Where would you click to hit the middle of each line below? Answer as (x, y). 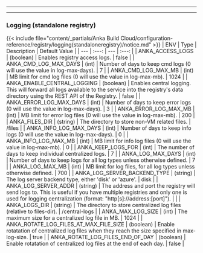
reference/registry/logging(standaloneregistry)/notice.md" (79, 45)
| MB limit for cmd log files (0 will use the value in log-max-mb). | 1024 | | (97, 77)
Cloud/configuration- (147, 38)
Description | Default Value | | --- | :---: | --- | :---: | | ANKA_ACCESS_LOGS (100, 51)
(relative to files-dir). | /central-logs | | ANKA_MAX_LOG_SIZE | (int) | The (97, 211)
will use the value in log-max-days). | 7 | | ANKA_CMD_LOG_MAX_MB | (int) (100, 71)
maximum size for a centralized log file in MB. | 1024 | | (75, 218)
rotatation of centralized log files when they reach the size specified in (94, 231)
